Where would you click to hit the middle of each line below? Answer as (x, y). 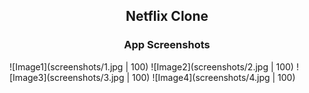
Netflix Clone (167, 16)
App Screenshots (167, 45)
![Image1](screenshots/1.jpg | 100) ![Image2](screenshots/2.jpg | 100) (151, 66)
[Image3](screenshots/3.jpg (67, 77)
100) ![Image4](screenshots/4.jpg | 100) (214, 77)
